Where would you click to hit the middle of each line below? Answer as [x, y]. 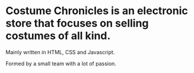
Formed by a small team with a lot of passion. [61, 64]
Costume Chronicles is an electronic [97, 11]
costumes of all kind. [58, 36]
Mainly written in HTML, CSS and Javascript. [60, 52]
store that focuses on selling [77, 23]
